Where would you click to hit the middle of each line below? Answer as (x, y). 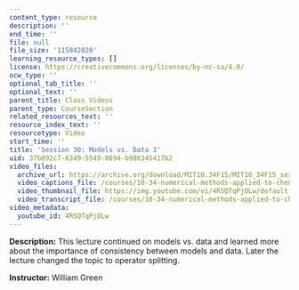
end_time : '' (33, 34)
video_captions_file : (57, 183)
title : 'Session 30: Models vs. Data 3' (85, 149)
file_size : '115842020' (53, 51)
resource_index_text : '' (55, 125)
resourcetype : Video (48, 133)
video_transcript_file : (61, 200)
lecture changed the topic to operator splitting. (95, 260)
